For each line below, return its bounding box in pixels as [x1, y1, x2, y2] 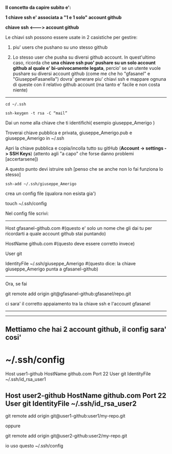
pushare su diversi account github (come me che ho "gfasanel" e [12, 70, 150, 77]
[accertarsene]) [5, 156, 38, 162]
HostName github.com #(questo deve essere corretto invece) [5, 241, 135, 246]
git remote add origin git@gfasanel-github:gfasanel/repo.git [5, 290, 132, 297]
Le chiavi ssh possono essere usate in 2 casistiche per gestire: [5, 34, 138, 40]
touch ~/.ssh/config [5, 201, 47, 206]
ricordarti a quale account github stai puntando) [5, 231, 106, 237]
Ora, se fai [5, 281, 27, 287]
